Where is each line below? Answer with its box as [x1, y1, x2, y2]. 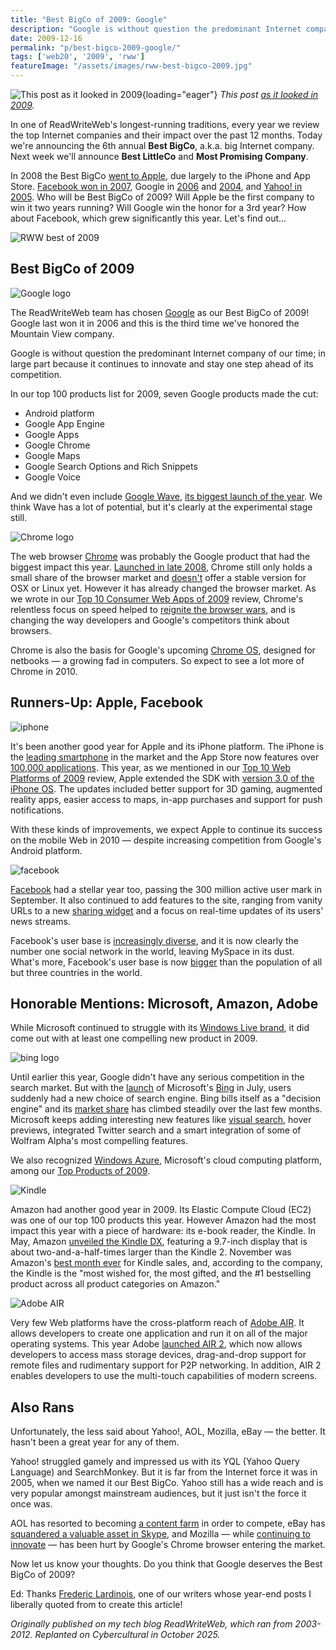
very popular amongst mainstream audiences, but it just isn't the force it [10, 1487, 307, 1500]
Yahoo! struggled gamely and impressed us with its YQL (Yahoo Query [10, 1456, 300, 1468]
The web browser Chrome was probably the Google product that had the [10, 550, 311, 562]
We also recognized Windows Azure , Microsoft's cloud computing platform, [10, 1154, 322, 1166]
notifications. [10, 804, 65, 816]
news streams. [10, 915, 71, 927]
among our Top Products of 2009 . [10, 1165, 151, 1177]
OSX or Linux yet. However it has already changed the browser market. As [10, 582, 317, 594]
